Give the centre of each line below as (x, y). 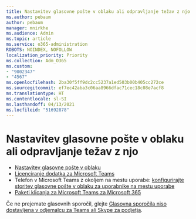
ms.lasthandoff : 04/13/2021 (40, 104)
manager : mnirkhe (27, 28)
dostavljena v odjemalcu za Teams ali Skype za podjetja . (74, 210)
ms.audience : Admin (30, 33)
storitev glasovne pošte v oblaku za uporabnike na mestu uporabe (94, 186)
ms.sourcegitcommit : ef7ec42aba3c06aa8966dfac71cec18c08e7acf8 (85, 88)
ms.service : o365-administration (47, 45)
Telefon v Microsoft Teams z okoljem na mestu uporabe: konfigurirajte (99, 180)
